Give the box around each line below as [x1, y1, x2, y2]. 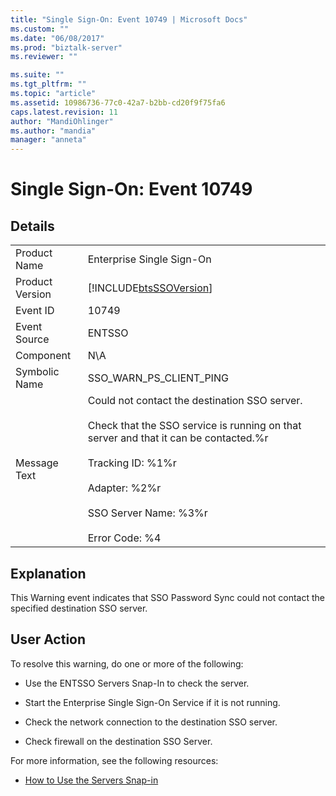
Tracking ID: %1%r [87, 456, 177, 470]
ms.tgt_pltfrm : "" [10, 79, 87, 90]
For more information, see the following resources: [10, 754, 219, 766]
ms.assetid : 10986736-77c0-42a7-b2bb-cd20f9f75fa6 [10, 97, 226, 108]
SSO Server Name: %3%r [87, 506, 208, 520]
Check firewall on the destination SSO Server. [24, 735, 213, 747]
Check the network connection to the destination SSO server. [24, 716, 278, 728]
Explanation [10, 565, 87, 582]
